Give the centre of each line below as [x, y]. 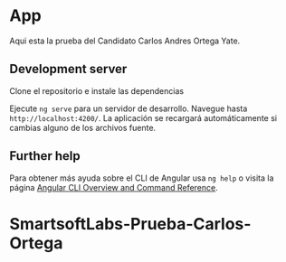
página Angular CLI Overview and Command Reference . [114, 187]
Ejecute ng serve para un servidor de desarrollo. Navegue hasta [129, 108]
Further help [45, 156]
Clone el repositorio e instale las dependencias [96, 90]
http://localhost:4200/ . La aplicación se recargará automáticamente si [143, 117]
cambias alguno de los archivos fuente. [83, 127]
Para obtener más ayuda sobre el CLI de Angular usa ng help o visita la [142, 178]
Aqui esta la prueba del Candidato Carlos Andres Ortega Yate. [125, 41]
